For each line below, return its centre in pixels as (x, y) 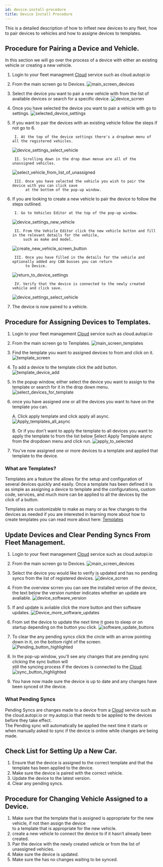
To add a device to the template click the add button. (65, 367)
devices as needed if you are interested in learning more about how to (75, 514)
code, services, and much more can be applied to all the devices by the (76, 494)
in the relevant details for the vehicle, (56, 235)
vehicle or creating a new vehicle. (39, 65)
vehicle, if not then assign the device (49, 823)
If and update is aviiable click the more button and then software (76, 607)
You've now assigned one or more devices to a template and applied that (85, 451)
